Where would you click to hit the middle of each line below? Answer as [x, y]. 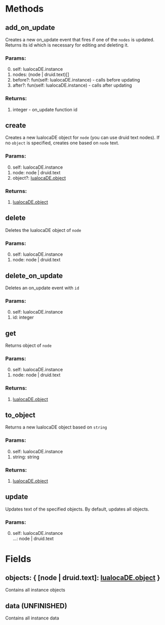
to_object [20, 415]
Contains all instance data [32, 618]
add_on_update [30, 28]
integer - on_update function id [45, 109]
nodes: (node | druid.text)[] [41, 74]
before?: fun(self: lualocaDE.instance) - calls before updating [76, 80]
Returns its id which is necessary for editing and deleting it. [67, 45]
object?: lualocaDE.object [39, 178]
